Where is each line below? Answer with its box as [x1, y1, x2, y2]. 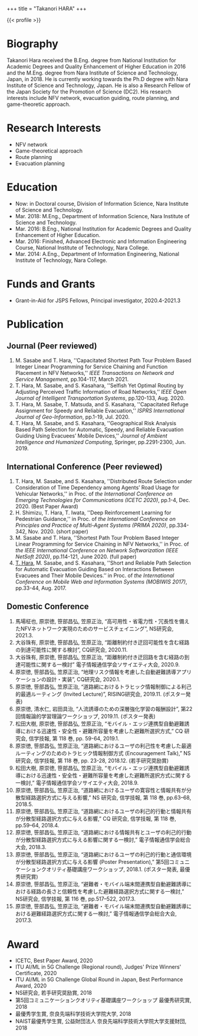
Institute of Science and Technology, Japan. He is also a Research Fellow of [6, 82, 191, 89]
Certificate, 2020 [15, 970, 57, 977]
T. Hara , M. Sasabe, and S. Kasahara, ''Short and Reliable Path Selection [15, 559, 191, 566]
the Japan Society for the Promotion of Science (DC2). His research [6, 88, 171, 95]
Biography [6, 37, 58, 51]
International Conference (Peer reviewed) [6, 462, 163, 472]
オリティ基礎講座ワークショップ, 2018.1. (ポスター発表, [46, 866, 179, 873]
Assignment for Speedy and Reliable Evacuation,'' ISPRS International [15, 407, 184, 414]
